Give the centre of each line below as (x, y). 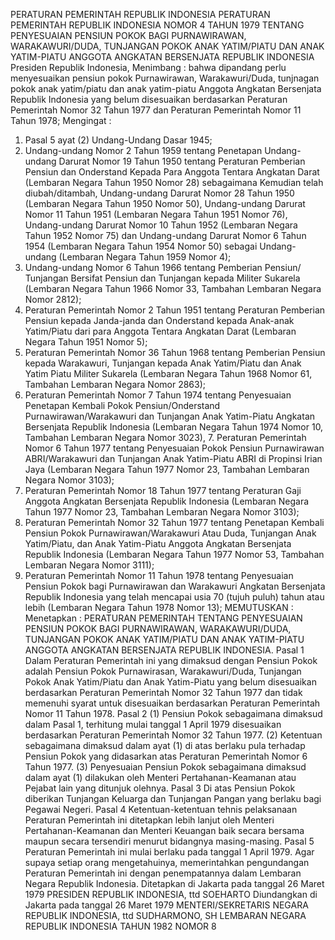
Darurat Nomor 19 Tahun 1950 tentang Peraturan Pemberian (182, 161)
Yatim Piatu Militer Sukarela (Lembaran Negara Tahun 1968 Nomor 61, (168, 373)
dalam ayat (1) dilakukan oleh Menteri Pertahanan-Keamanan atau (160, 777)
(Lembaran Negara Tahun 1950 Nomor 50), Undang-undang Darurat (165, 203)
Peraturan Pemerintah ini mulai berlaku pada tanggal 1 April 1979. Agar (169, 852)
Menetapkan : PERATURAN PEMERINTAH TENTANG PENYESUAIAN (163, 618)
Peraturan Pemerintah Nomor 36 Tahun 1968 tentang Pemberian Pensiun (175, 352)
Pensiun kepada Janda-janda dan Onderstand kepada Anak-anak (159, 320)
